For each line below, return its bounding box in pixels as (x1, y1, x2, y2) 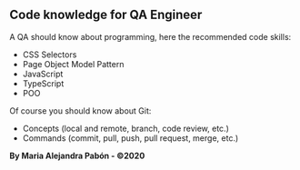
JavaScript (22, 68, 64, 79)
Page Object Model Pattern (22, 58, 125, 69)
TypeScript (22, 77, 65, 89)
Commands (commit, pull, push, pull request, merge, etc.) (22, 132, 239, 144)
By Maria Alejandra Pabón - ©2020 (9, 150, 145, 161)
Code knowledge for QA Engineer (9, 7, 203, 23)
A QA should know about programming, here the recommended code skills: (9, 31, 292, 42)
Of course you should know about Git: (9, 105, 152, 116)
